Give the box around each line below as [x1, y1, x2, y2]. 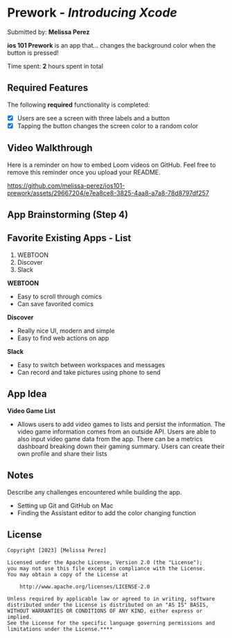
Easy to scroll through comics [17, 292, 102, 301]
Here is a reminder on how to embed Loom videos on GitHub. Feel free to [7, 161, 216, 169]
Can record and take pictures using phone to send [17, 368, 161, 376]
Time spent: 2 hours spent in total [7, 62, 104, 70]
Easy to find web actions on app [17, 334, 109, 342]
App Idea [7, 388, 47, 400]
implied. [7, 614, 33, 621]
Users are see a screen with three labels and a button [17, 114, 170, 122]
